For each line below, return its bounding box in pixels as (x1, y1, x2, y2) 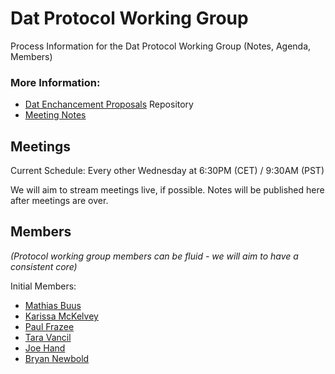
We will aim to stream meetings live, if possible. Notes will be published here (10, 184, 325, 196)
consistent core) (10, 260, 78, 272)
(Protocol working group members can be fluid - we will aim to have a (10, 250, 299, 262)
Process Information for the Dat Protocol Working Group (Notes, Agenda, (10, 40, 312, 52)
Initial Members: (10, 280, 77, 292)
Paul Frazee (24, 320, 75, 332)
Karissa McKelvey (24, 310, 99, 322)
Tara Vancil (24, 331, 72, 343)
